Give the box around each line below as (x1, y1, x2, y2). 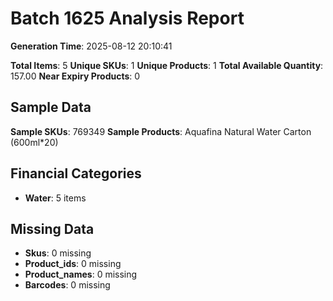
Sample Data (10, 99, 92, 116)
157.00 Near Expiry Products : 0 (10, 70, 141, 82)
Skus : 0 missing (24, 247, 92, 259)
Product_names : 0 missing (24, 268, 138, 281)
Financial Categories (10, 165, 142, 182)
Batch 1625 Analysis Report (10, 7, 245, 30)
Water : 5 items (24, 192, 87, 204)
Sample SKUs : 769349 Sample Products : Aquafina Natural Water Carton (10, 125, 312, 137)
